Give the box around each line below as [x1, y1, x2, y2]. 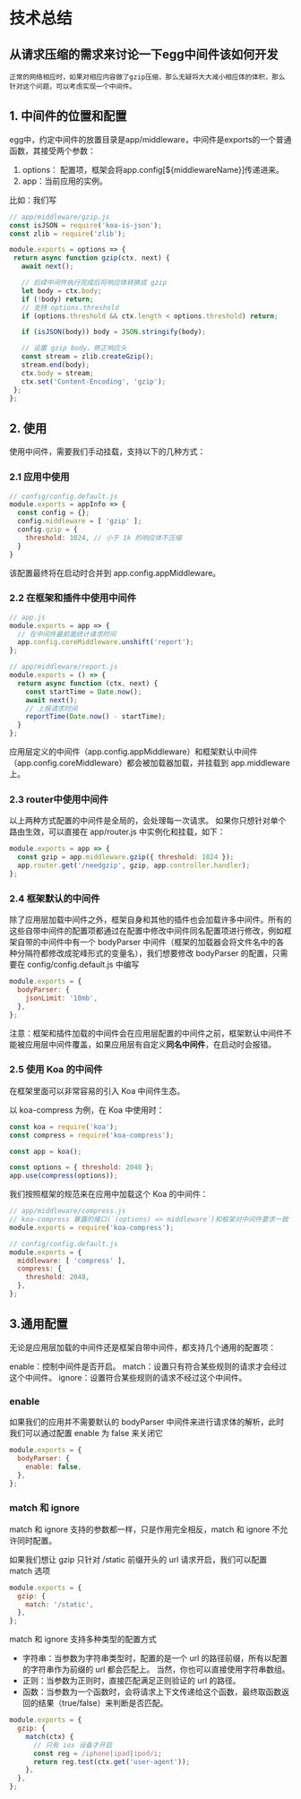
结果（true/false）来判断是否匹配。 [38, 1698, 168, 1709]
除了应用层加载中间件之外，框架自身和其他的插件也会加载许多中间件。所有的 [9, 915, 292, 925]
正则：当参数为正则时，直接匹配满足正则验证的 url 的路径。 [21, 1675, 241, 1686]
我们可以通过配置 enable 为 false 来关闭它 [9, 1428, 163, 1439]
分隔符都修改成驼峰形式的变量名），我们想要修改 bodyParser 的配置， [16, 948, 273, 959]
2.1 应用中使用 [9, 471, 70, 484]
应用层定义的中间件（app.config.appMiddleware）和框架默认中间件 [9, 746, 258, 757]
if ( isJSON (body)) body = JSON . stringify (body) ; [21, 328, 206, 337]
